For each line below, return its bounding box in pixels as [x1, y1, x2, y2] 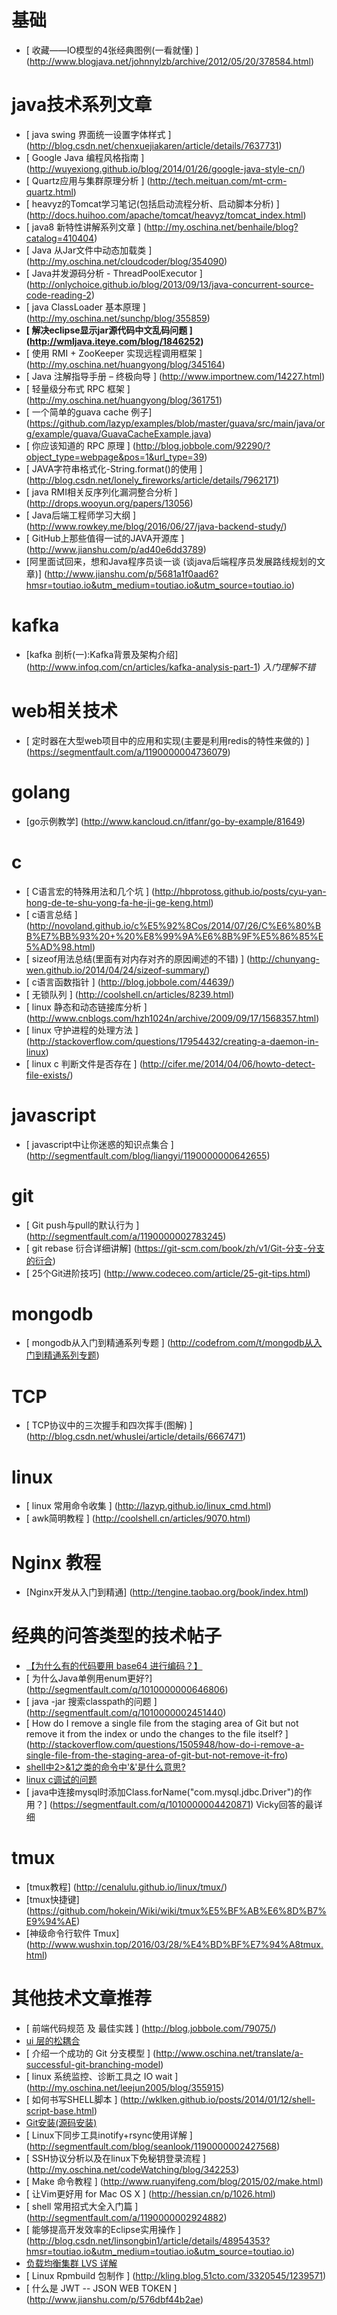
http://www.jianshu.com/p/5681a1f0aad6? [47, 567, 219, 580]
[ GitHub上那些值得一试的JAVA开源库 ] [25, 532, 185, 544]
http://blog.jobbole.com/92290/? [135, 439, 271, 451]
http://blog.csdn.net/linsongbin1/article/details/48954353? [29, 2235, 271, 2247]
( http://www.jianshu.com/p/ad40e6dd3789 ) [25, 543, 207, 555]
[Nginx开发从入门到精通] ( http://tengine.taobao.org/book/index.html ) [25, 1586, 309, 1598]
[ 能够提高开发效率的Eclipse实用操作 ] [25, 2224, 182, 2236]
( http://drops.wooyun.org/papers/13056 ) [25, 497, 194, 509]
